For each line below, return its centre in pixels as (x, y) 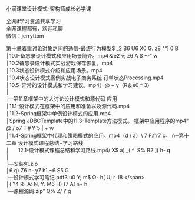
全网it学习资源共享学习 (33, 21)
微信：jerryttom (25, 36)
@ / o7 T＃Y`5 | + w (30, 128)
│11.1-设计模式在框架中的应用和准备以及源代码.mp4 (68, 106)
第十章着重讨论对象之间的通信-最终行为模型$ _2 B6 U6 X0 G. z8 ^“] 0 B (92, 48)
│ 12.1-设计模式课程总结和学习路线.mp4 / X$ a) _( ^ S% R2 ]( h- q (88, 150)
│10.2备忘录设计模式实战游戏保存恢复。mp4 (60, 63)
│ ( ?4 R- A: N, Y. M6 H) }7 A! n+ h (47, 184)
